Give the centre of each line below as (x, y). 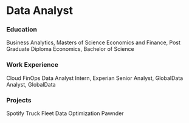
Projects (19, 100)
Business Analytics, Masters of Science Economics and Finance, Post (94, 42)
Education (22, 30)
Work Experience (33, 65)
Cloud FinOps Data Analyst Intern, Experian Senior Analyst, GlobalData (95, 78)
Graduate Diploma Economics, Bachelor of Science (70, 49)
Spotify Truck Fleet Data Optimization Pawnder (65, 113)
